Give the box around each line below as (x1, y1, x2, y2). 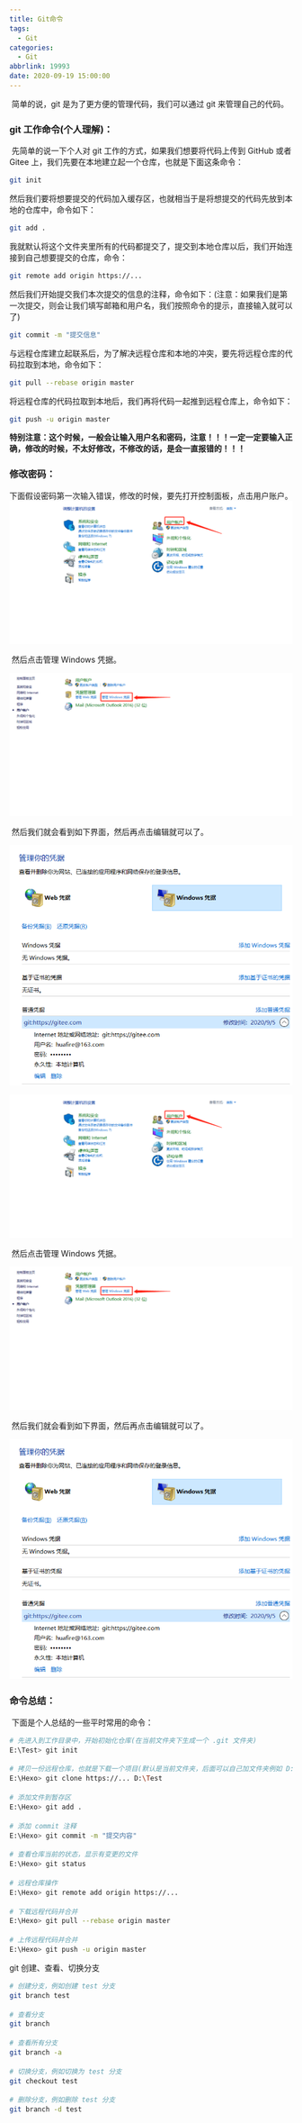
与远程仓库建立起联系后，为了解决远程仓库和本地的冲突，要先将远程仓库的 (9, 348, 285, 358)
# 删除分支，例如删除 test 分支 (9, 2095, 116, 2105)
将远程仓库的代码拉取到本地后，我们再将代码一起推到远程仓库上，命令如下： (9, 395, 293, 406)
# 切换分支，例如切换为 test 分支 (9, 2067, 122, 2076)
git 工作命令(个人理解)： (9, 122, 114, 135)
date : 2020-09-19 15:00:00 (9, 72, 111, 81)
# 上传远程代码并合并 (9, 1936, 78, 1945)
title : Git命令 (9, 14, 64, 23)
